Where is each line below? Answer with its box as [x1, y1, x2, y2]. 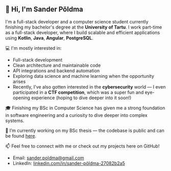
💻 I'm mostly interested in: [5, 45, 62, 51]
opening [12, 95, 31, 101]
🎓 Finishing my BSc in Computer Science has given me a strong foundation [5, 105, 165, 111]
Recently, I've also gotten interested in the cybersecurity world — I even [12, 83, 166, 90]
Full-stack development [12, 56, 63, 63]
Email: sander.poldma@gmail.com [12, 155, 84, 161]
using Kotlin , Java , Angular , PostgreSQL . [5, 35, 93, 41]
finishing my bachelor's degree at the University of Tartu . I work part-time [5, 24, 162, 30]
